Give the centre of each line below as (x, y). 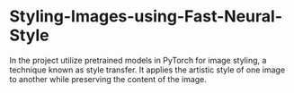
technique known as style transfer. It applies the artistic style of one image (147, 70)
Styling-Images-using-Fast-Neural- (146, 17)
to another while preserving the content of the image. (108, 79)
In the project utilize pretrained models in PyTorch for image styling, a (138, 60)
